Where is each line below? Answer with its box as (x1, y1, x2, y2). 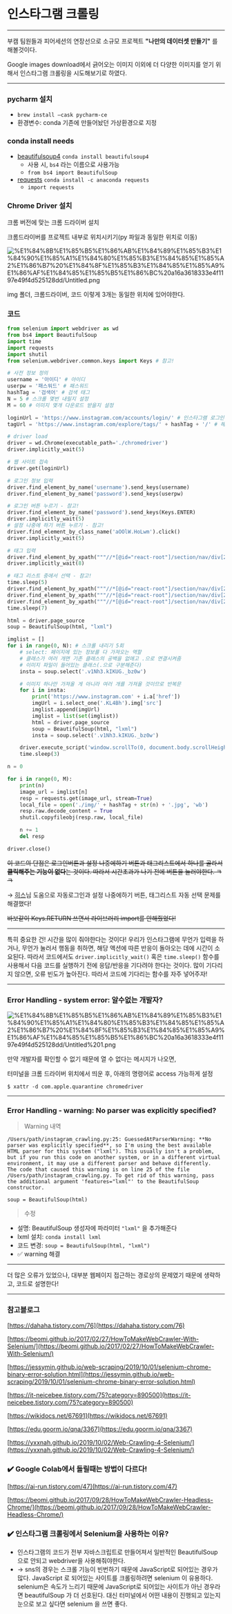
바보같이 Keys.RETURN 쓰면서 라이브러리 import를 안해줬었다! (7, 914, 176, 922)
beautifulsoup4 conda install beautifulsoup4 (17, 152, 149, 160)
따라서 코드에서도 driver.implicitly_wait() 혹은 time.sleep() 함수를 (27, 952, 220, 960)
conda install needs (7, 136, 75, 146)
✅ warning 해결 (17, 1250, 61, 1258)
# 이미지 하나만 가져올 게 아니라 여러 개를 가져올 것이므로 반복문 (19, 681, 182, 688)
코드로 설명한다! (16, 1280, 59, 1288)
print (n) (19, 781, 45, 789)
